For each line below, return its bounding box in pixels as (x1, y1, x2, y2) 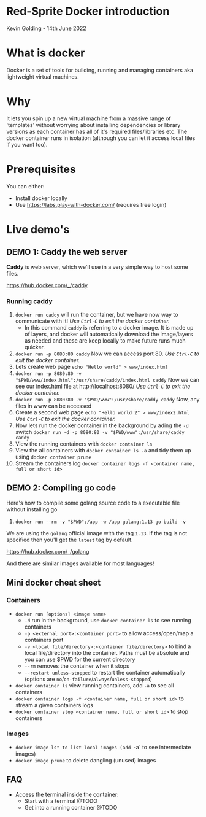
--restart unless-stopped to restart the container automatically (24, 668, 186, 676)
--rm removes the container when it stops (24, 662, 130, 670)
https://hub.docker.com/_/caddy (6, 281, 88, 289)
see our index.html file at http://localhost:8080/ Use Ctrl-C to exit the (15, 382, 191, 390)
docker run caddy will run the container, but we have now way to (15, 311, 178, 319)
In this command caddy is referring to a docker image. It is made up (24, 324, 194, 331)
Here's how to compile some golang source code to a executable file (6, 499, 180, 506)
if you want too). (6, 141, 48, 148)
